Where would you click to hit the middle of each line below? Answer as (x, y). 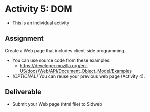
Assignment (24, 39)
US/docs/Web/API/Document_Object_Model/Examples (76, 71)
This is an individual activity (41, 23)
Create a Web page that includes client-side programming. (65, 50)
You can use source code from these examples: (61, 60)
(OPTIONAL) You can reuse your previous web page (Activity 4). (79, 76)
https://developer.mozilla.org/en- (54, 65)
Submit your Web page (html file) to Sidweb (57, 104)
